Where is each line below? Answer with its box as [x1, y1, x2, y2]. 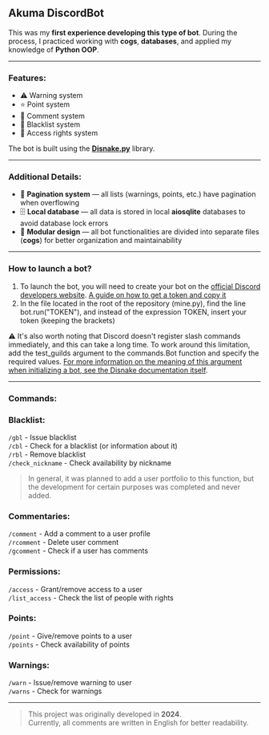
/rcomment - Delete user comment [8, 538, 119, 547]
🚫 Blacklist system [19, 120, 81, 129]
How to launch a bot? [8, 263, 92, 274]
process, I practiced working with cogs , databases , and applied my [8, 36, 232, 46]
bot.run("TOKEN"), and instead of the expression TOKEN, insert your [19, 307, 247, 316]
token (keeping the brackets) [19, 315, 116, 325]
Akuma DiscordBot [8, 6, 104, 20]
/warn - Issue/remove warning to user [8, 678, 132, 688]
